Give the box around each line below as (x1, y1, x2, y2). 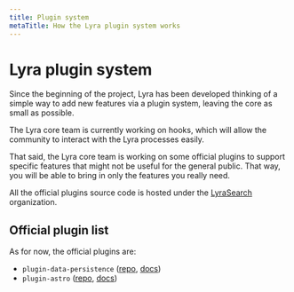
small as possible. (9, 107, 75, 118)
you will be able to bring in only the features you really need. (9, 170, 231, 181)
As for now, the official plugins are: (9, 246, 137, 257)
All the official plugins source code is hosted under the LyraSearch (9, 187, 253, 198)
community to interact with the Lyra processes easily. (9, 134, 204, 145)
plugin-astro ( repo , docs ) (21, 272, 118, 284)
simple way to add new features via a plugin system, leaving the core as (9, 99, 273, 109)
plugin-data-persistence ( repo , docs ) (21, 264, 162, 274)
